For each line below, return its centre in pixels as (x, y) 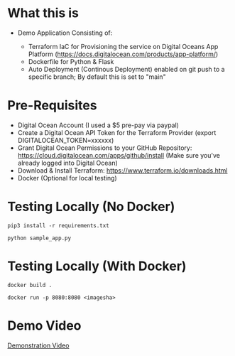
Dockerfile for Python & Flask (71, 61)
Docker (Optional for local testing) (67, 178)
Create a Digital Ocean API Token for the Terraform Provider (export (117, 132)
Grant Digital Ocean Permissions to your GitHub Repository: (105, 148)
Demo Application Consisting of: (65, 33)
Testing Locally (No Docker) (91, 207)
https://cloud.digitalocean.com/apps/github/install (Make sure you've (119, 155)
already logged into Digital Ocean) (68, 163)
